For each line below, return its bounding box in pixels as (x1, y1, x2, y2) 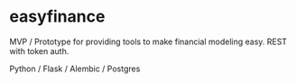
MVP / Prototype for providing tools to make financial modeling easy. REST (9, 36, 287, 47)
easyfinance (9, 6, 106, 27)
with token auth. (9, 45, 69, 56)
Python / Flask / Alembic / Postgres (9, 63, 141, 74)
